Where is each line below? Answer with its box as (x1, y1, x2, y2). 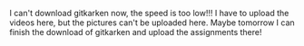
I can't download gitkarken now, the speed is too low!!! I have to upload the (9, 8, 289, 18)
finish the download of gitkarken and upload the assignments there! (9, 27, 262, 37)
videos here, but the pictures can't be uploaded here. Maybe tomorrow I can (9, 17, 295, 28)
